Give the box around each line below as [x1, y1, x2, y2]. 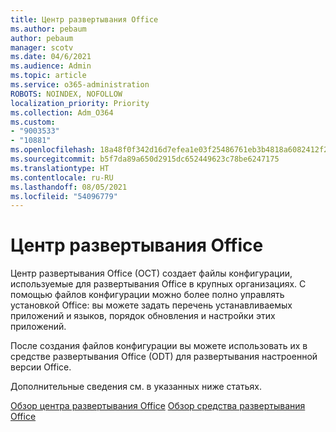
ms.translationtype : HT [10, 163, 110, 173]
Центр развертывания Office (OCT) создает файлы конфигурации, [10, 267, 293, 280]
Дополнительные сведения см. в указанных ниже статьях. [10, 381, 262, 393]
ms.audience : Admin [10, 61, 92, 71]
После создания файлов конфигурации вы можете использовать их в [10, 340, 308, 352]
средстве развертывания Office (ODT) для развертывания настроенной [10, 351, 318, 363]
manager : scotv [10, 42, 74, 53]
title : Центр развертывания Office [10, 14, 159, 25]
